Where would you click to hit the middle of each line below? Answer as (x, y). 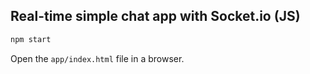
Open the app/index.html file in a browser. (97, 58)
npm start (31, 39)
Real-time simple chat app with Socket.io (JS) (155, 16)
